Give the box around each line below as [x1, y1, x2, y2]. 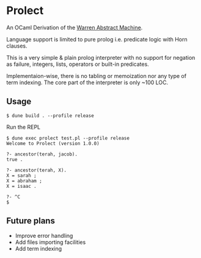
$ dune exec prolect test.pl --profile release [6, 135, 130, 141]
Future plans [6, 216, 55, 226]
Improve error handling [15, 232, 73, 239]
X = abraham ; [6, 177, 43, 184]
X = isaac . [6, 183, 37, 189]
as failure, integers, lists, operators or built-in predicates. [6, 60, 150, 68]
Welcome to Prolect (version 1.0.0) [6, 140, 100, 146]
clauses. [6, 42, 27, 49]
